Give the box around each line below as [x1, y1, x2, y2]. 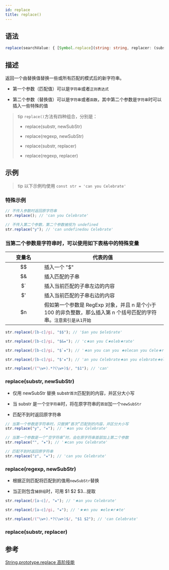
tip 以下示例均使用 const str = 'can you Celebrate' [17, 183, 127, 189]
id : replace [5, 7, 30, 13]
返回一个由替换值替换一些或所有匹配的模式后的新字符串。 [5, 75, 124, 81]
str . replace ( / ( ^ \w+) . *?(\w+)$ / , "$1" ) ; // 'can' [5, 366, 109, 371]
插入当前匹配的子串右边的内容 [44, 292, 115, 299]
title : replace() [5, 12, 42, 17]
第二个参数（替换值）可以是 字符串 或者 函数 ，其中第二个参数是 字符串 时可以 [12, 97, 162, 102]
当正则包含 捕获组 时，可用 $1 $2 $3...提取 [12, 488, 96, 495]
